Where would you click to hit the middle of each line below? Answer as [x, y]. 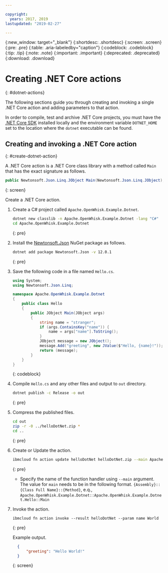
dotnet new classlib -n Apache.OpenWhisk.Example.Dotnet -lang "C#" [86, 219]
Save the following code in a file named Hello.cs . [63, 271]
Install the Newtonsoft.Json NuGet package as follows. [69, 242]
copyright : [17, 14]
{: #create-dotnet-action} [31, 156]
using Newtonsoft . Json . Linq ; [43, 285]
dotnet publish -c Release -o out [48, 393]
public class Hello [42, 304]
